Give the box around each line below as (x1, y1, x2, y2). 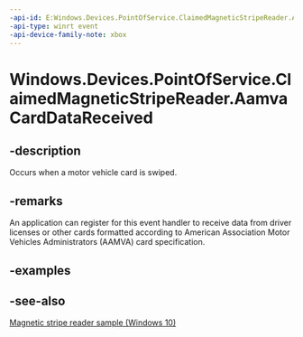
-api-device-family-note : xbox (9, 30, 127, 39)
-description (9, 143, 81, 158)
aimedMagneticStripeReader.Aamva (9, 88, 289, 108)
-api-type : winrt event (9, 22, 99, 31)
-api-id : (9, 13, 42, 23)
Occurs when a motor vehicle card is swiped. (9, 167, 178, 178)
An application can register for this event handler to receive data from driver (9, 218, 292, 229)
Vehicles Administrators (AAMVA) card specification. (9, 237, 206, 248)
